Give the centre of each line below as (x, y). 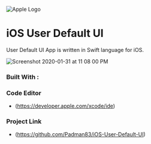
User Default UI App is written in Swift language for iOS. (75, 50)
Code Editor (24, 93)
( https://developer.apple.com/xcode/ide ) (65, 106)
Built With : (22, 76)
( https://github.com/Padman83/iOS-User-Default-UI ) (80, 134)
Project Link (24, 121)
